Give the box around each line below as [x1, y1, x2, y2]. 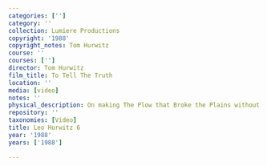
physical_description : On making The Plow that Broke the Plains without [8, 101, 261, 109]
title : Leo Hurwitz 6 [8, 123, 81, 132]
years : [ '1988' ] [8, 138, 63, 147]
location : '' [8, 79, 52, 87]
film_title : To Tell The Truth [8, 71, 113, 79]
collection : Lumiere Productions [8, 26, 120, 34]
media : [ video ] [8, 86, 59, 95]
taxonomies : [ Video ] [8, 116, 78, 124]
